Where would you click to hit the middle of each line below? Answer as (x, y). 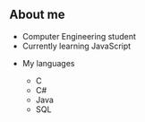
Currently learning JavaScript (77, 46)
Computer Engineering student (79, 36)
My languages (48, 63)
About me (37, 15)
